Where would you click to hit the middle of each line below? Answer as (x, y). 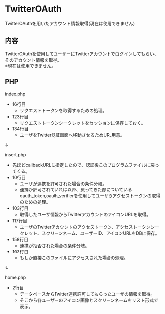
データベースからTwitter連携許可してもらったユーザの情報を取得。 (87, 294)
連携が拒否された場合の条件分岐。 (55, 245)
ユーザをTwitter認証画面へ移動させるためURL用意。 (72, 135)
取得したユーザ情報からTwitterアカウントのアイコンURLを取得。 (85, 214)
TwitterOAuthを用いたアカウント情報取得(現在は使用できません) (70, 23)
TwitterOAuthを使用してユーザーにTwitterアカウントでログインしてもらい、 (82, 54)
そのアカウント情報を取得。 (33, 60)
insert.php (16, 154)
